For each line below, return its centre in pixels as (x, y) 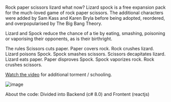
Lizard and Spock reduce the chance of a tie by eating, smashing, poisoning (85, 33)
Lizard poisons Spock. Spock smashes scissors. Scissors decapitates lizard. (86, 54)
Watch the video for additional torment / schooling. (59, 75)
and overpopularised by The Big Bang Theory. (54, 23)
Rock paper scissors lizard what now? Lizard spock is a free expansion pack (86, 7)
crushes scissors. (24, 65)
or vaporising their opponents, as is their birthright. (59, 39)
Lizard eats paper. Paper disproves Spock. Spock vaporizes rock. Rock (80, 59)
